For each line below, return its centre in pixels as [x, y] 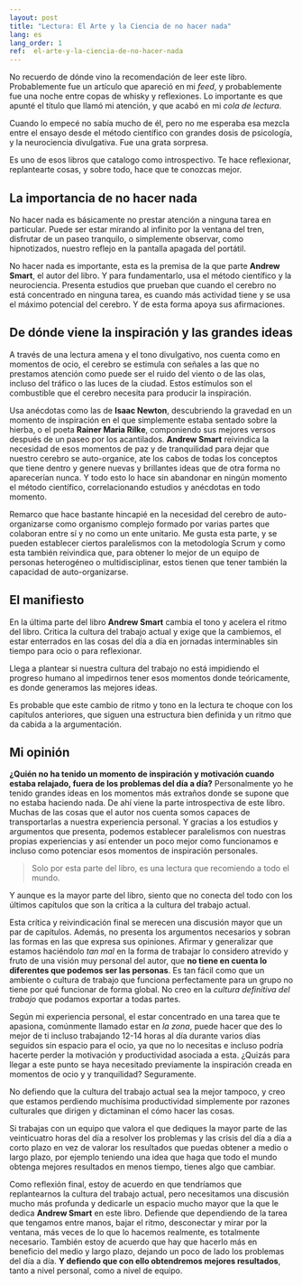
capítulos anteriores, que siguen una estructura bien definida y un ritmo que [151, 714]
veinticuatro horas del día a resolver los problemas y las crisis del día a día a [151, 1138]
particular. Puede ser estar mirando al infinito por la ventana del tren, [137, 229]
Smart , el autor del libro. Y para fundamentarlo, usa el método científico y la [151, 275]
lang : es [26, 34]
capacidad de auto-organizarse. [69, 572]
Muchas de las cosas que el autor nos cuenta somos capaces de [130, 813]
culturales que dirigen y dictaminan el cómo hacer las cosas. [122, 1111]
